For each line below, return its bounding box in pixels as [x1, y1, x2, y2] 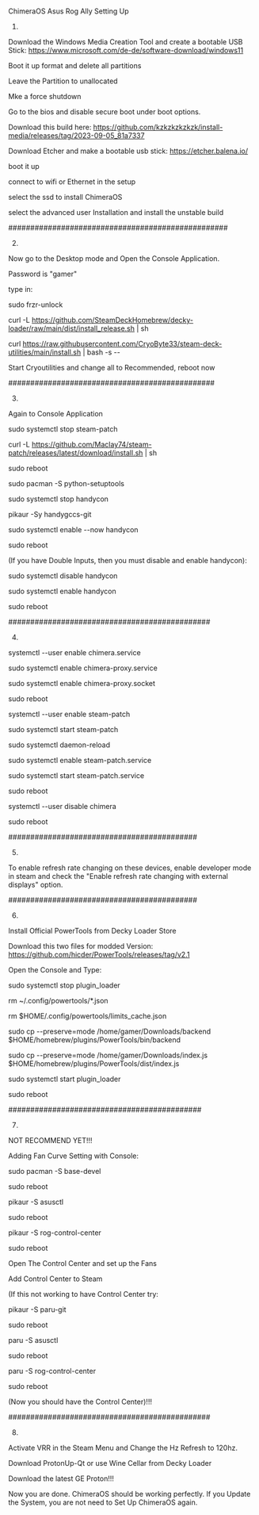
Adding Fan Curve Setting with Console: [8, 1151, 139, 1160]
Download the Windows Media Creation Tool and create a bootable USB [8, 37, 243, 47]
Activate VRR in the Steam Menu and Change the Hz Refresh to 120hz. [8, 1443, 238, 1453]
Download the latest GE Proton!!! [8, 1474, 115, 1483]
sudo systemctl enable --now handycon [8, 525, 139, 535]
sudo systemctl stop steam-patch [8, 424, 118, 434]
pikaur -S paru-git [8, 1305, 67, 1314]
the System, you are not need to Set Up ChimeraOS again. [8, 1498, 198, 1507]
